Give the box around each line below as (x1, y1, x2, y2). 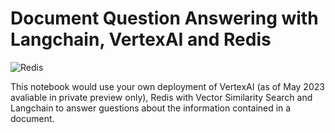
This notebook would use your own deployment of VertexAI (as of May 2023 (10, 80, 325, 92)
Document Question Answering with (10, 7, 319, 30)
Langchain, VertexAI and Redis (10, 28, 272, 51)
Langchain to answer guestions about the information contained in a (10, 102, 292, 114)
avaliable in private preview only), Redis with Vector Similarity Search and (10, 91, 313, 103)
